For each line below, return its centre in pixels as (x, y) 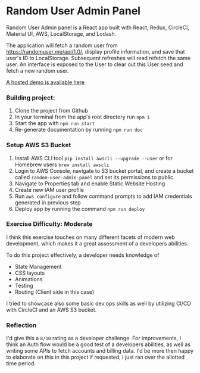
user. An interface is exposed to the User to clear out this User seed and (95, 64)
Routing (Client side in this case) (54, 292)
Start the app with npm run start (55, 123)
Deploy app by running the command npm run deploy (80, 209)
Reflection (21, 325)
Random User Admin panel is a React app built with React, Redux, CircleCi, (98, 27)
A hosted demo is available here (46, 82)
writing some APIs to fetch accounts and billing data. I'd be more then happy (100, 351)
